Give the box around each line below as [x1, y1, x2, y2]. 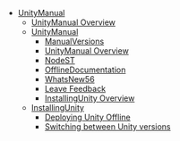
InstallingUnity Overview [44, 93, 135, 104]
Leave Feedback [44, 84, 106, 94]
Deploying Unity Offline [44, 112, 132, 122]
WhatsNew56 [44, 74, 96, 84]
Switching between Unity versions [44, 121, 171, 132]
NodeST [44, 55, 76, 65]
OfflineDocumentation [44, 64, 126, 75]
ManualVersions [44, 36, 105, 46]
